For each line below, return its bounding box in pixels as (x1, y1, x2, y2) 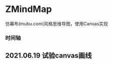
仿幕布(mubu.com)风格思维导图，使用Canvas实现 (5, 20, 108, 26)
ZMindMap (5, 3, 52, 15)
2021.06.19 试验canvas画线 (5, 51, 92, 60)
